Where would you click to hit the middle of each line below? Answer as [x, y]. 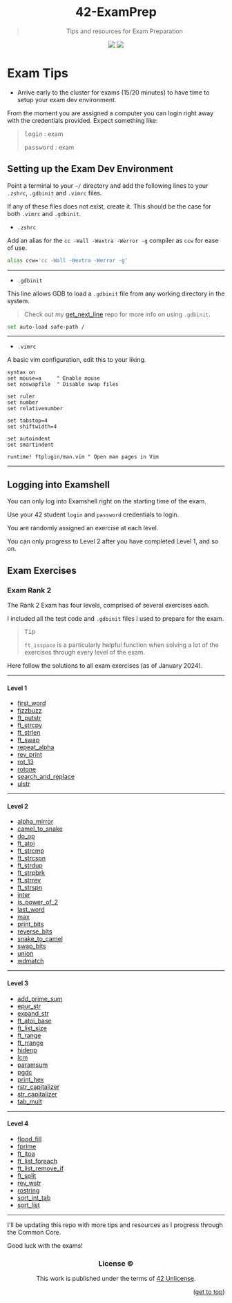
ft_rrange [30, 1043]
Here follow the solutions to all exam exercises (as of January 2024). [105, 665]
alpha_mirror [35, 822]
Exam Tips [38, 74]
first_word [31, 703]
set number [23, 403]
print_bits [30, 924]
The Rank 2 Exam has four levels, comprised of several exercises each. [108, 605]
